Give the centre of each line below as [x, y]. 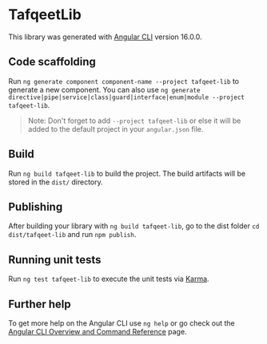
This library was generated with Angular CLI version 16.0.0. [105, 37]
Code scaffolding [52, 62]
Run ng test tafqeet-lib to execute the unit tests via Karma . [109, 279]
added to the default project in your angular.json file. [116, 129]
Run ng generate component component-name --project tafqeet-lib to [124, 81]
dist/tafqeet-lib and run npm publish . [72, 235]
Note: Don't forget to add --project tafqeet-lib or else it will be [134, 121]
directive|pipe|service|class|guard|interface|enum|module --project [127, 97]
